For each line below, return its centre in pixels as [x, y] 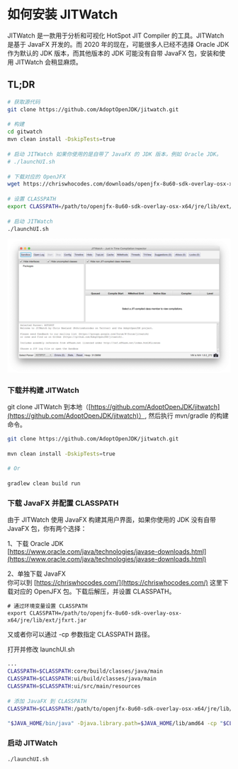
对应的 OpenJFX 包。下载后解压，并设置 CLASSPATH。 [94, 591]
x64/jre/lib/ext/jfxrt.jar [47, 620]
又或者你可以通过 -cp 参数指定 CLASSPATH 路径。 [81, 634]
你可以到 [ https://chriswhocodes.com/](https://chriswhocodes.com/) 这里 [115, 583]
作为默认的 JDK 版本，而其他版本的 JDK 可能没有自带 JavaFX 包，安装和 [113, 53]
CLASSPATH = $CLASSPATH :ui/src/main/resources [74, 687]
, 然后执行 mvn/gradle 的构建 [187, 416]
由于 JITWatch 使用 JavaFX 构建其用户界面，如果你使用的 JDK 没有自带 [112, 520]
